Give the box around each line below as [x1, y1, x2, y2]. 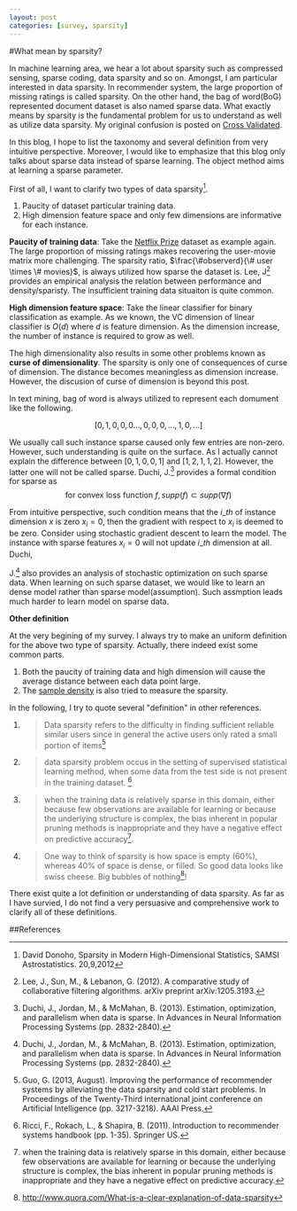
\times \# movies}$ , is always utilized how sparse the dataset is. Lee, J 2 [9, 265, 271, 277]
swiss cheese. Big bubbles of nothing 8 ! [43, 870, 187, 882]
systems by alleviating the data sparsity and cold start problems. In [21, 1084, 267, 1095]
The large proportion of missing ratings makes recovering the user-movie [9, 246, 277, 257]
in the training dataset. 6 [43, 776, 133, 788]
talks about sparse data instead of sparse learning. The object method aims [9, 155, 285, 166]
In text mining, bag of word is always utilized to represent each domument [9, 393, 279, 403]
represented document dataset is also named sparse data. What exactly [9, 100, 271, 111]
